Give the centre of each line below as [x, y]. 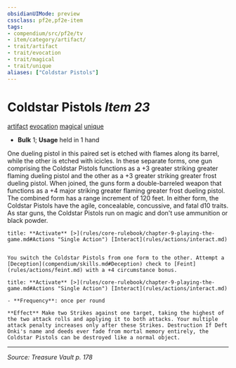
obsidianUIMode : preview [44, 14]
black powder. [28, 221]
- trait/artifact [33, 46]
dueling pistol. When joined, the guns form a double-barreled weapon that [114, 184]
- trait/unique [29, 66]
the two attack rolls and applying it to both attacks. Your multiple [113, 320]
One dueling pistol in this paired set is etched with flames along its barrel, [113, 154]
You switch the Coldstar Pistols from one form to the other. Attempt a [116, 258]
